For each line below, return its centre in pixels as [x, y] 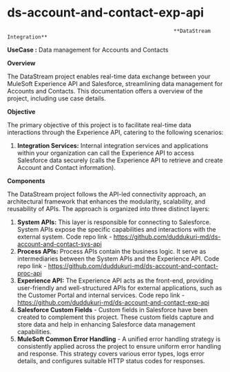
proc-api [30, 273]
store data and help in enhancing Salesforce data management [106, 324]
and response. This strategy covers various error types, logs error [111, 353]
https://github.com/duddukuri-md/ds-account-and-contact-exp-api [113, 302]
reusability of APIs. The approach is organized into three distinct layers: [108, 208]
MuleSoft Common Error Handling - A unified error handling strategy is [119, 339]
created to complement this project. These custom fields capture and [115, 317]
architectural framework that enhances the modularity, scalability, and [106, 201]
